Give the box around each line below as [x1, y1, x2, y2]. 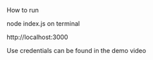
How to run [6, 6, 39, 14]
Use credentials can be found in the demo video [6, 47, 147, 54]
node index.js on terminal [6, 20, 80, 27]
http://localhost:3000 [6, 33, 68, 41]
